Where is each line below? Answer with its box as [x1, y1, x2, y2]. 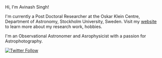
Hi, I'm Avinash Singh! [5, 4, 49, 10]
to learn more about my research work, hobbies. [5, 24, 102, 29]
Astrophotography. [5, 38, 43, 44]
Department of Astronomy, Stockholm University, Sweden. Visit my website [5, 19, 157, 24]
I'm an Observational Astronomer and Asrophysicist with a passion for [5, 33, 146, 39]
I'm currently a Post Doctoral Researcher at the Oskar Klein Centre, [5, 14, 140, 19]
